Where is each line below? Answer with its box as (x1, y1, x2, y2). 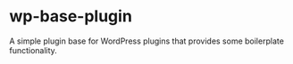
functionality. (9, 44, 58, 55)
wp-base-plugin (9, 6, 132, 27)
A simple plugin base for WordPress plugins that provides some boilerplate (9, 36, 284, 46)
